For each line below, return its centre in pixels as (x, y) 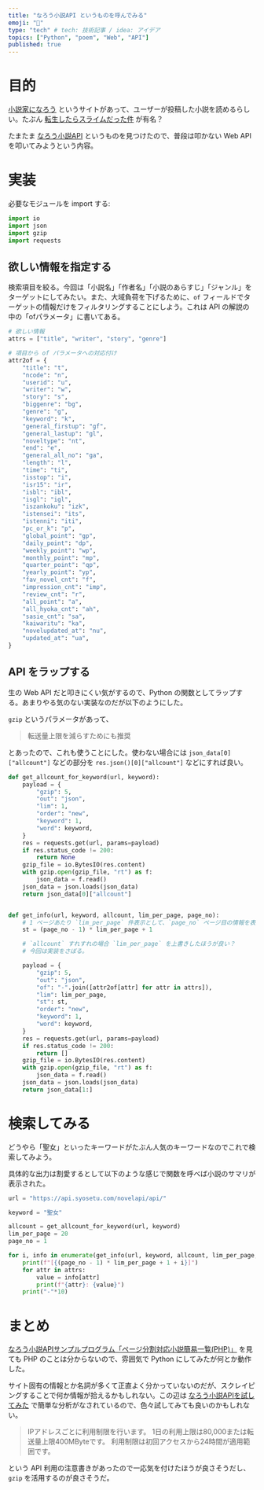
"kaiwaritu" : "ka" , (54, 624)
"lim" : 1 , (52, 807)
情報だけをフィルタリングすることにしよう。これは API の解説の (146, 307)
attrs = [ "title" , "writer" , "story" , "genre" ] (88, 339)
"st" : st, (52, 1002)
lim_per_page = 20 (38, 1234)
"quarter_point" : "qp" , (61, 565)
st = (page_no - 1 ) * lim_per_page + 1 (88, 930)
